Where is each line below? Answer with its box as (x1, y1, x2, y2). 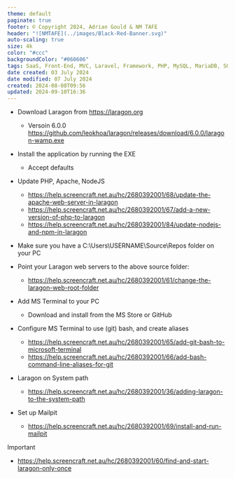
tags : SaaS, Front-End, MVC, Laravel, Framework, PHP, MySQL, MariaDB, (7, 62, 220, 69)
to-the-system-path (27, 395, 85, 403)
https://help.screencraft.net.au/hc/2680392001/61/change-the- (27, 276, 211, 285)
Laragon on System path (17, 374, 89, 382)
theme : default (7, 10, 52, 18)
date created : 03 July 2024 (7, 69, 90, 76)
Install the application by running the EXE (17, 150, 136, 158)
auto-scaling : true (7, 36, 64, 43)
